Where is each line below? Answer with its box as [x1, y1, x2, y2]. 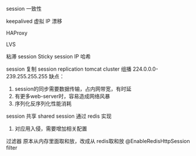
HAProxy [6, 29, 28, 36]
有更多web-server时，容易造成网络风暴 [14, 93, 111, 99]
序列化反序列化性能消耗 [14, 100, 72, 107]
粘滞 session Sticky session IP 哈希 [6, 53, 91, 60]
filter [6, 144, 18, 151]
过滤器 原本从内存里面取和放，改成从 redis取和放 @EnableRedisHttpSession [6, 138, 190, 144]
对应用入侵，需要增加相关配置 [14, 125, 87, 132]
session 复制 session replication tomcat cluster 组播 [6, 65, 132, 72]
